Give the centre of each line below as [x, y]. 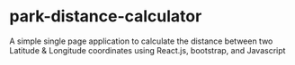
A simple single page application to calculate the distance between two [141, 41]
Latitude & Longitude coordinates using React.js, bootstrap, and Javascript [147, 50]
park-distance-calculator [106, 16]
